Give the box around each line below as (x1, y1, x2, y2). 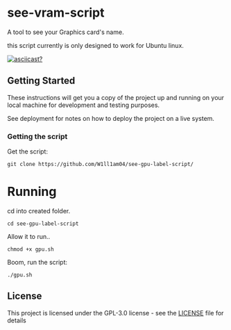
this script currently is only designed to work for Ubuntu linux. (7, 41, 184, 49)
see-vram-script (7, 5, 105, 21)
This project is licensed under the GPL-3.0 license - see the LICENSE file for (7, 308, 224, 317)
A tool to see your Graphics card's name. (7, 28, 124, 36)
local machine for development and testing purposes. (7, 101, 160, 109)
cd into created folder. (7, 206, 71, 215)
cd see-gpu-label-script (7, 220, 79, 227)
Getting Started (7, 75, 76, 87)
